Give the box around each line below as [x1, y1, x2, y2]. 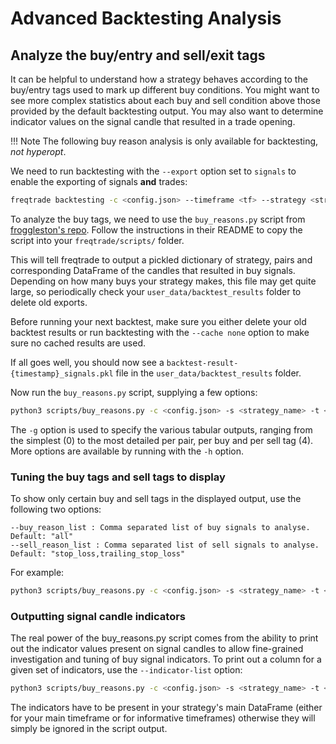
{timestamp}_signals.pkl [10, 368, 114, 379]
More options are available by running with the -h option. [10, 445, 245, 457]
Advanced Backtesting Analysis [10, 7, 282, 30]
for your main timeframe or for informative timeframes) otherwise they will [10, 712, 316, 724]
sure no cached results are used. [10, 337, 147, 349]
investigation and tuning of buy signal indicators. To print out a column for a [10, 653, 322, 666]
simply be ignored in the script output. [10, 723, 168, 735]
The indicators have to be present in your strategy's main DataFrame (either [10, 702, 323, 714]
